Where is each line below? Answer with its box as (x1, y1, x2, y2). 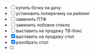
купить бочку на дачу (16, 5, 61, 10)
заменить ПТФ (16, 17, 47, 22)
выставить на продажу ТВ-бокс (16, 28, 82, 34)
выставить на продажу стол (16, 34, 75, 39)
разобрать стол (16, 39, 49, 45)
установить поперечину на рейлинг (16, 11, 90, 16)
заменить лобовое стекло (16, 22, 70, 28)
